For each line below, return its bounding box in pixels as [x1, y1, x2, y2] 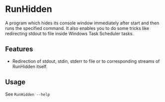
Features [5, 45, 33, 53]
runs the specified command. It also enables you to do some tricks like [5, 25, 150, 31]
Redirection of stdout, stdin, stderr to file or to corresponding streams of [12, 58, 160, 64]
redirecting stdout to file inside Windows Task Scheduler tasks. [5, 30, 134, 36]
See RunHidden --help [5, 91, 50, 97]
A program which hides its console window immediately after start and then [5, 20, 160, 26]
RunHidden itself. [12, 63, 48, 69]
